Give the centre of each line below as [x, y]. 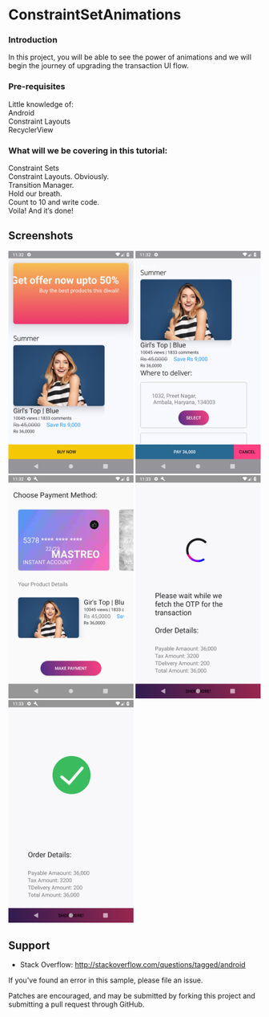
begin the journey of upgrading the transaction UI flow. [99, 66]
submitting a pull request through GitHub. [76, 1004]
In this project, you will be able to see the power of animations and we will [130, 57]
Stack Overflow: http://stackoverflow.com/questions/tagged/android [132, 965]
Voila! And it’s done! [41, 211]
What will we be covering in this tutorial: [88, 150]
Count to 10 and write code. [54, 202]
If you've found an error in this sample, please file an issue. [106, 980]
